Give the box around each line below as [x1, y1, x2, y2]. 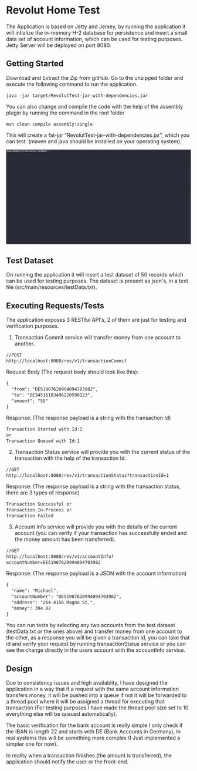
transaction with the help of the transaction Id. [14, 454, 127, 462]
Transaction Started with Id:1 [6, 426, 83, 432]
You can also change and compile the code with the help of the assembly [6, 103, 184, 110]
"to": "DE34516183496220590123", [11, 392, 93, 398]
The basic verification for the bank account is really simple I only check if [6, 722, 183, 729]
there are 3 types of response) [6, 489, 80, 496]
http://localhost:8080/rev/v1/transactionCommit [6, 358, 127, 364]
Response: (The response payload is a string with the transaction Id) [6, 415, 171, 422]
